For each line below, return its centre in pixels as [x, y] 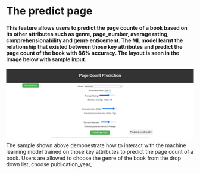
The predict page [49, 11]
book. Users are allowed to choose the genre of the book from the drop [94, 158]
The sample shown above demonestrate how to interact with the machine [96, 145]
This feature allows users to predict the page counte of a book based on [97, 27]
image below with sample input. [46, 59]
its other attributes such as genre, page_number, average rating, [87, 34]
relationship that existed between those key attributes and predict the [94, 46]
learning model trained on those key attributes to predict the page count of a [100, 152]
